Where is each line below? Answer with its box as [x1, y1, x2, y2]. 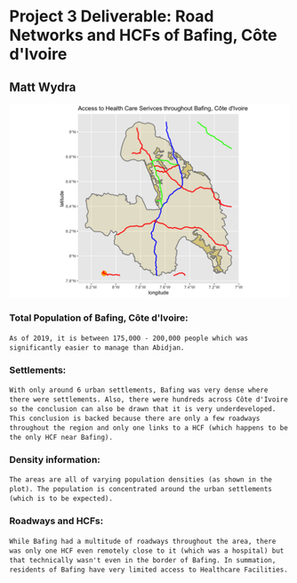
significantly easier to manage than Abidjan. [9, 343, 185, 352]
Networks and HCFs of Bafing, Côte [9, 25, 277, 45]
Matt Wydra [9, 79, 76, 94]
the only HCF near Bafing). [9, 433, 114, 442]
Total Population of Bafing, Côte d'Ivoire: [9, 312, 189, 324]
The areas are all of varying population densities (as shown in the [9, 475, 273, 484]
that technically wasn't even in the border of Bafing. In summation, [9, 555, 277, 564]
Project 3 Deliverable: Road [9, 6, 214, 27]
